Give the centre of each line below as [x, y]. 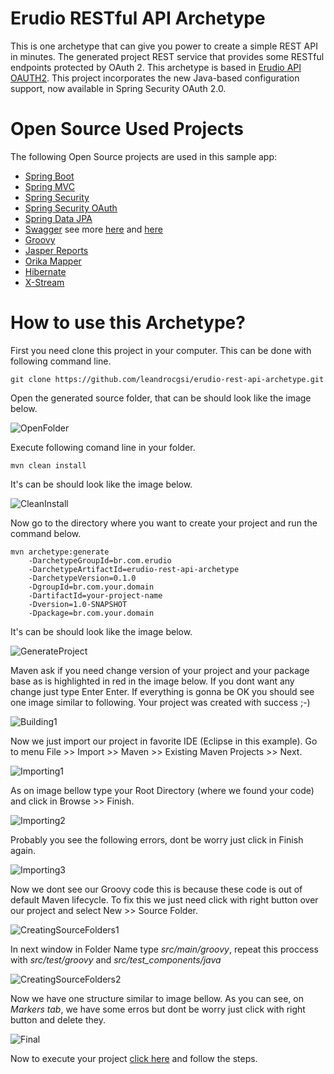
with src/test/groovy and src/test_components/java [116, 959]
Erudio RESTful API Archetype [138, 18]
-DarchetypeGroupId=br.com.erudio [100, 560]
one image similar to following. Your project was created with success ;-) [160, 702]
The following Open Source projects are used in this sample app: [144, 156]
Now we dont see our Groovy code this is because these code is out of [156, 889]
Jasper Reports [56, 250]
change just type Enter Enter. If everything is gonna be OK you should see [162, 691]
